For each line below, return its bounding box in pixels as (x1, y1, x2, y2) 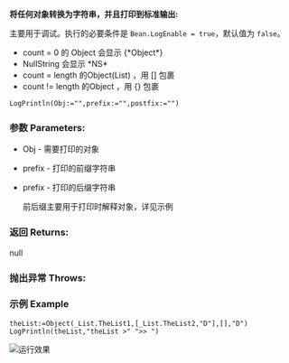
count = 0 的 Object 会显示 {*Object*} (22, 47, 163, 58)
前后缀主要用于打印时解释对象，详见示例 (22, 201, 173, 212)
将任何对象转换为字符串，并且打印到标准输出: (9, 9, 179, 19)
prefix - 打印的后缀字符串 (22, 182, 117, 193)
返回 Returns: (9, 226, 70, 238)
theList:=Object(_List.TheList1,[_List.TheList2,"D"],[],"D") (9, 319, 248, 328)
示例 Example (9, 298, 70, 311)
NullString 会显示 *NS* (22, 59, 108, 69)
